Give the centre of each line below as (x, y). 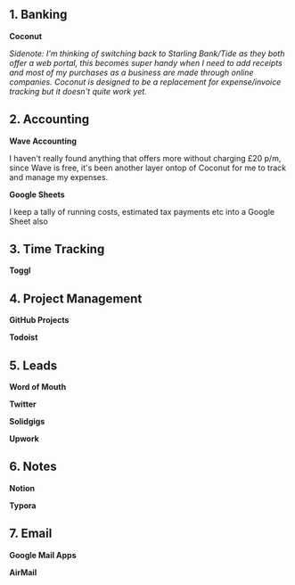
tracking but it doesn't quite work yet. (78, 91)
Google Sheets (37, 194)
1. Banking (38, 15)
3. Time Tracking (57, 249)
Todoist (24, 337)
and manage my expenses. (59, 177)
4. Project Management (76, 298)
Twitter (23, 404)
